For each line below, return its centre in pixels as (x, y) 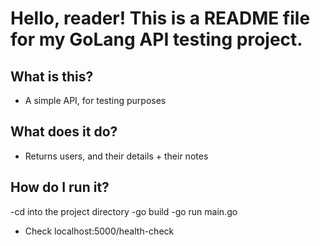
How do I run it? (60, 187)
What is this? (52, 76)
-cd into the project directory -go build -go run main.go (124, 211)
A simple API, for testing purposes (95, 100)
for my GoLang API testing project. (156, 39)
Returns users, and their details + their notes (116, 156)
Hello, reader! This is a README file (160, 18)
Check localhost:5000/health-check (99, 231)
